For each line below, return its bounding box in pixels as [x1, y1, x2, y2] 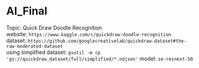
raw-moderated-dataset [6, 43, 63, 49]
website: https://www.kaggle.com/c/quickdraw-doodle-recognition [6, 30, 171, 37]
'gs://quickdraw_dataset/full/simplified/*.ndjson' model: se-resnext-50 [6, 55, 194, 62]
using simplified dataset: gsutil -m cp [6, 48, 101, 55]
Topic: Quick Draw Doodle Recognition [6, 24, 102, 31]
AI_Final [6, 4, 47, 18]
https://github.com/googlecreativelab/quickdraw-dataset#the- [28, 38, 187, 44]
